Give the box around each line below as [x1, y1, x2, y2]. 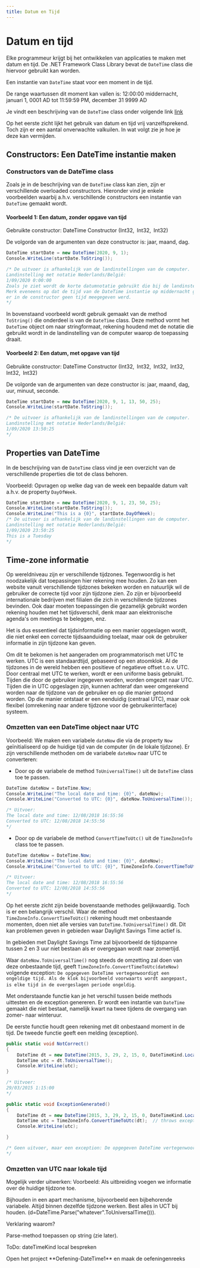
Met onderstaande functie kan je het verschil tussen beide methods [6, 992, 172, 999]
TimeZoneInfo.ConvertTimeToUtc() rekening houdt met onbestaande [6, 914, 172, 921]
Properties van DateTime [6, 448, 100, 458]
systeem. [6, 708, 29, 715]
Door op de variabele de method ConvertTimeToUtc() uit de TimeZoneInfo [14, 834, 193, 842]
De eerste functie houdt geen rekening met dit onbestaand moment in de [6, 1023, 185, 1030]
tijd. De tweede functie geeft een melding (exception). [6, 1029, 139, 1036]
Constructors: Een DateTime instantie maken [6, 149, 177, 159]
